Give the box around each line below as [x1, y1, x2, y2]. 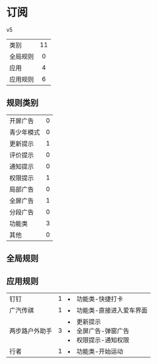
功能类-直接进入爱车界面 [76, 306, 148, 314]
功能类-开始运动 [76, 347, 124, 355]
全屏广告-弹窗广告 [76, 326, 130, 335]
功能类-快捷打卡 [76, 295, 124, 303]
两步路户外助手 [9, 326, 53, 335]
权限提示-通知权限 [76, 335, 130, 344]
